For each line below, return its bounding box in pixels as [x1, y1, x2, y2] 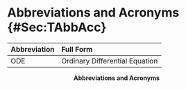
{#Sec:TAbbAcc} [7, 19, 107, 35]
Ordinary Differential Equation [61, 56, 158, 66]
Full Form [61, 44, 93, 54]
